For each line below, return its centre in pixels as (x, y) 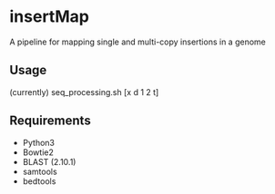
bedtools (39, 181)
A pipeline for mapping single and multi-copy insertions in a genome (137, 42)
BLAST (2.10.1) (49, 161)
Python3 (38, 142)
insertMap (49, 17)
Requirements (50, 121)
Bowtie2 (38, 152)
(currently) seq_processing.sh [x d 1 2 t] (84, 92)
